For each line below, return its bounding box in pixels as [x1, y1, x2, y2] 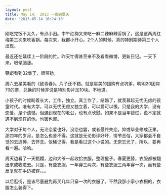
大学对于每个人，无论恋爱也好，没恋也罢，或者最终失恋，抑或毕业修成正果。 [5, 127, 161, 133]
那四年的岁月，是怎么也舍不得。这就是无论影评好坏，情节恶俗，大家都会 [5, 133, 152, 139]
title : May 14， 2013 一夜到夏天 [5, 12, 70, 17]
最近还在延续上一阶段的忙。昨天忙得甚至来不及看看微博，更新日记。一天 [5, 53, 152, 59]
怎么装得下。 [9, 185, 36, 191]
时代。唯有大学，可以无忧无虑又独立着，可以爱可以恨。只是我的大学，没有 [9, 103, 161, 109]
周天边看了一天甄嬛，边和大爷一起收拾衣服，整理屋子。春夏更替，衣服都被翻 [5, 155, 161, 161]
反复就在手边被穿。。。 [5, 168, 48, 174]
